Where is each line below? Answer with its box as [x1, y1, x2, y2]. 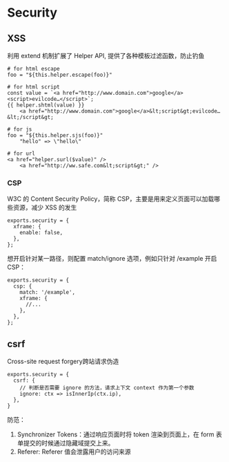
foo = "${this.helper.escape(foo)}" [7, 71, 112, 78]
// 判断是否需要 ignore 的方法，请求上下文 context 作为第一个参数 [19, 385, 195, 391]
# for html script [7, 84, 60, 91]
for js [13, 126, 32, 133]
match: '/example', [19, 289, 76, 296]
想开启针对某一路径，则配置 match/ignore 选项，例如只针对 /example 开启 [7, 255, 217, 263]
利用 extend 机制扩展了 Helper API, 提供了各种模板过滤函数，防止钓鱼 [7, 52, 205, 59]
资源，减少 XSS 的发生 [12, 203, 77, 212]
